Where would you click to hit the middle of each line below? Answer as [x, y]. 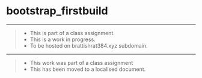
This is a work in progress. [63, 39]
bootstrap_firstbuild [57, 11]
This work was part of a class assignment [81, 63]
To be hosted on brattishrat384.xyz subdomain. [89, 45]
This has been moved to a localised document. [88, 69]
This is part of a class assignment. [72, 33]
